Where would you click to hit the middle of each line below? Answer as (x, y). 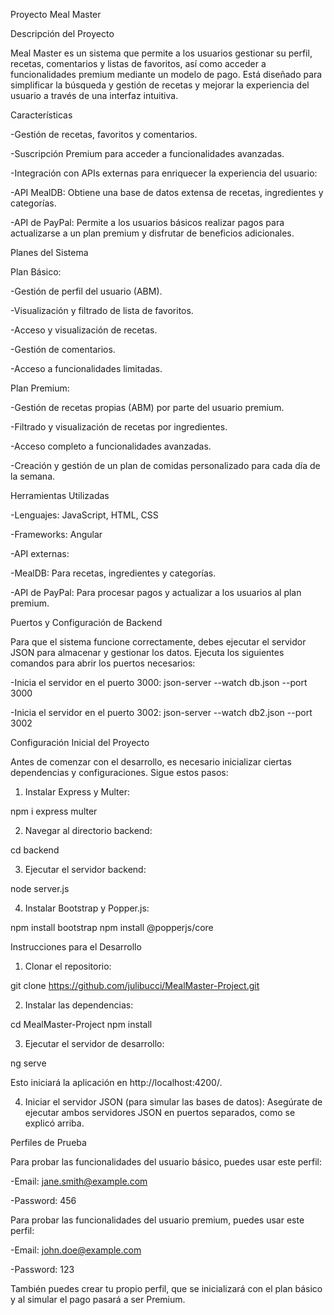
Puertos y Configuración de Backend (86, 622)
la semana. (33, 476)
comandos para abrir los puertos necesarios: (103, 663)
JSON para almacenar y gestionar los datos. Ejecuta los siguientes (147, 652)
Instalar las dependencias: (79, 1005)
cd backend (35, 850)
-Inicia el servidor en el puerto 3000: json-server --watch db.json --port (159, 682)
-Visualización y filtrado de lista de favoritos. (102, 310)
